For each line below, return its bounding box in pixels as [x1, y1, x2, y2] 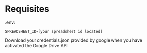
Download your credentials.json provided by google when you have [5, 37, 142, 43]
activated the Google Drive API [5, 42, 68, 48]
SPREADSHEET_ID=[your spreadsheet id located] [5, 29, 103, 34]
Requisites [5, 3, 50, 15]
